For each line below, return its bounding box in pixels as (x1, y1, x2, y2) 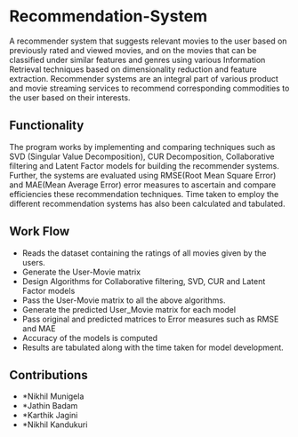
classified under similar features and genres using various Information (9, 54, 266, 65)
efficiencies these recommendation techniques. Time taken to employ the (9, 188, 279, 199)
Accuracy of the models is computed (21, 332, 158, 343)
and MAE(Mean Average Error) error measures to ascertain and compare (9, 179, 277, 190)
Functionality (9, 118, 85, 133)
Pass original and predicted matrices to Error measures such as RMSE (21, 314, 279, 324)
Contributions (9, 367, 88, 383)
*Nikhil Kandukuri (21, 419, 88, 430)
